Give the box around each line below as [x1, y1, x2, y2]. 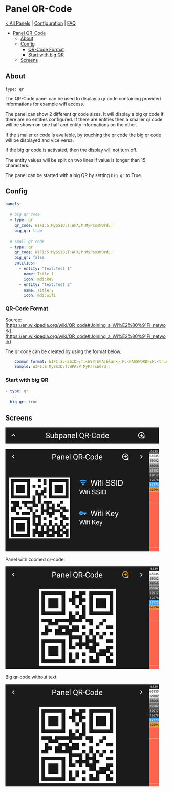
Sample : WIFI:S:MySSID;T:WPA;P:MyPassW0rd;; [14, 364, 111, 369]
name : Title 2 [24, 288, 54, 293]
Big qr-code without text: [5, 674, 58, 680]
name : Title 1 [24, 271, 54, 276]
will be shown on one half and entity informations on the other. [5, 121, 137, 128]
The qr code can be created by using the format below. [5, 348, 122, 355]
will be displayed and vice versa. [5, 137, 74, 143]
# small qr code [10, 239, 45, 244]
